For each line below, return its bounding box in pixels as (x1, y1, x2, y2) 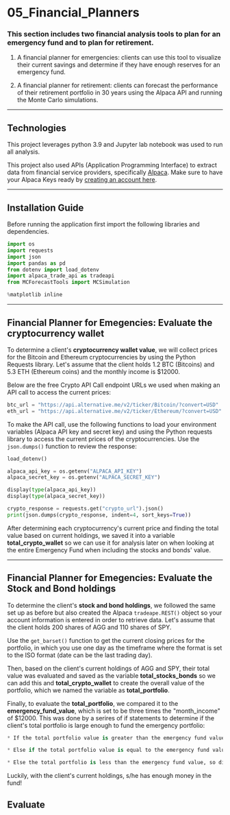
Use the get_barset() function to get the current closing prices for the (7, 636, 205, 644)
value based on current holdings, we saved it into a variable (7, 531, 175, 539)
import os (7, 241, 36, 248)
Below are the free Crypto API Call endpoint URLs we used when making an (7, 381, 220, 389)
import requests (7, 247, 53, 254)
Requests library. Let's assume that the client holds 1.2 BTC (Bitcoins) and (7, 360, 215, 368)
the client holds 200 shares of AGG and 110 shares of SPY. (7, 623, 172, 631)
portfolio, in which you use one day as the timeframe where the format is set (7, 643, 222, 652)
